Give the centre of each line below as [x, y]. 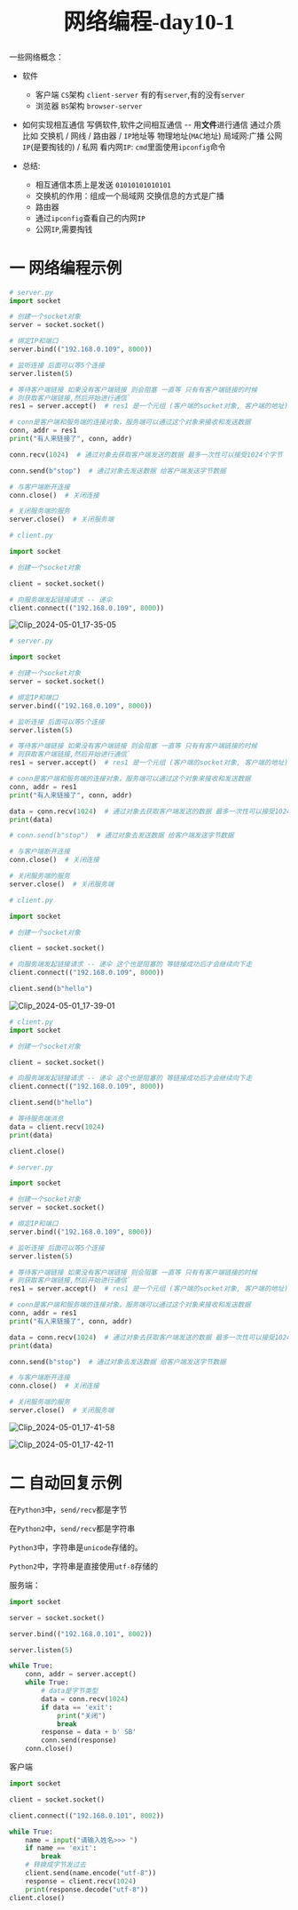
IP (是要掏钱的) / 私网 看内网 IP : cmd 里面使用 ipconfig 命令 [124, 147]
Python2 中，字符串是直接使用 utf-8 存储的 [83, 1566]
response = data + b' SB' [89, 1732]
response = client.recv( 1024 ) [81, 1881]
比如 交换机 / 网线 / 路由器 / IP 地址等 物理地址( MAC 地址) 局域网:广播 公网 [152, 135]
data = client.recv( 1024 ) [57, 1127]
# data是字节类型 [70, 1691]
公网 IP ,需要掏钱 [64, 228]
